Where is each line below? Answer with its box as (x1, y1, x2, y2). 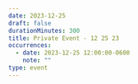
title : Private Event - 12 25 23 (8, 34, 120, 42)
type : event (8, 64, 48, 72)
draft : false (8, 19, 52, 27)
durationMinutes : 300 (8, 26, 81, 34)
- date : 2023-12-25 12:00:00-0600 (15, 49, 130, 57)
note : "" (22, 57, 52, 65)
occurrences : (8, 42, 52, 50)
